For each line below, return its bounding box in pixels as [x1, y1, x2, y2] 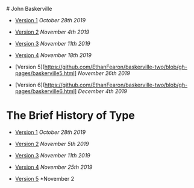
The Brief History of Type [6, 109, 136, 123]
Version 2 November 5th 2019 [14, 140, 89, 147]
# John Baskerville [6, 5, 52, 12]
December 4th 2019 [78, 88, 128, 95]
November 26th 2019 [78, 70, 131, 77]
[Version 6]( [14, 81, 45, 88]
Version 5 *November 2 [14, 175, 75, 182]
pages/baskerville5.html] [14, 70, 77, 77]
